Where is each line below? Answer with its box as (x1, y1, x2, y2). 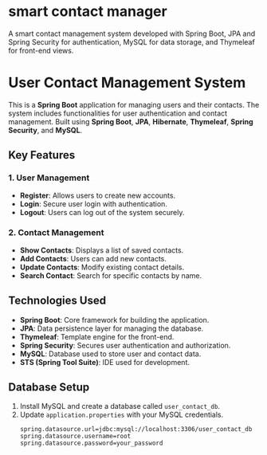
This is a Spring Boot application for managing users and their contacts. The (8, 100, 260, 109)
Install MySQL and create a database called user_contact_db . (19, 402, 221, 411)
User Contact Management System (8, 74, 246, 92)
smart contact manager (8, 2, 167, 21)
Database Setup (8, 381, 90, 394)
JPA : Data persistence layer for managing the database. (19, 324, 204, 333)
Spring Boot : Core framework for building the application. (19, 315, 210, 324)
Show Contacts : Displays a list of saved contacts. (19, 245, 184, 255)
